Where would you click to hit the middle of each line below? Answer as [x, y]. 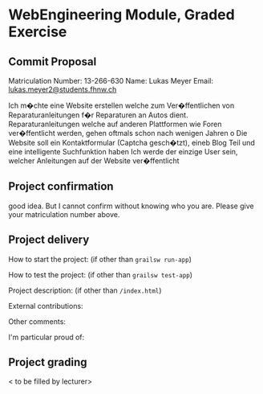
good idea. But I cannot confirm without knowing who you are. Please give [131, 206]
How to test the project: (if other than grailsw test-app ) [101, 274]
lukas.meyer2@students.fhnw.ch [63, 89]
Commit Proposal [53, 62]
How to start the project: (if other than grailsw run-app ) [100, 259]
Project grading [48, 362]
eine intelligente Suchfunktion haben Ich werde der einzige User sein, [123, 152]
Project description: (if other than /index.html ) [85, 290]
